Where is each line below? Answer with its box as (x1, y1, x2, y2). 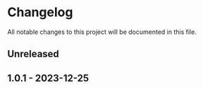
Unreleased (7, 48, 60, 60)
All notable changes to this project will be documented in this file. (7, 28, 197, 36)
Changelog (7, 4, 73, 20)
